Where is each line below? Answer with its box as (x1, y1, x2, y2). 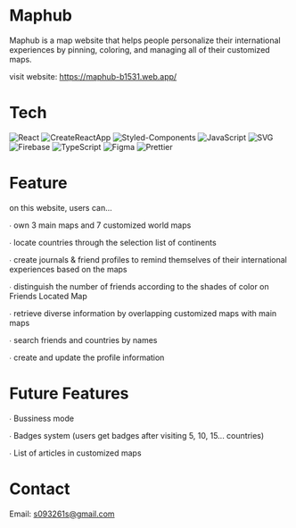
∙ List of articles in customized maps (9, 448, 142, 458)
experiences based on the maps (9, 264, 127, 274)
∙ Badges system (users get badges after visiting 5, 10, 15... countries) (9, 430, 265, 440)
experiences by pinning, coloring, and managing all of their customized (9, 44, 270, 54)
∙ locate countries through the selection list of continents (9, 237, 217, 247)
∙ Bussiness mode (9, 413, 74, 423)
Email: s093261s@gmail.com (9, 508, 115, 519)
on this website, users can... (9, 202, 113, 213)
